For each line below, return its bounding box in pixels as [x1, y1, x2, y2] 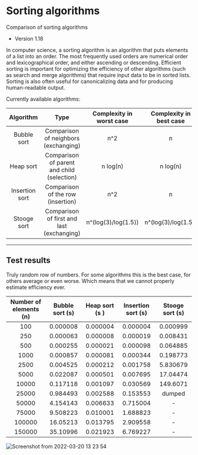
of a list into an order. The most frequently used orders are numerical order [6, 52, 189, 60]
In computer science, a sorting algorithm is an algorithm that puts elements [6, 46, 189, 54]
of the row [48, 190, 77, 198]
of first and [47, 214, 78, 222]
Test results [6, 255, 51, 266]
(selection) [47, 173, 77, 181]
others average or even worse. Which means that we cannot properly [6, 277, 175, 284]
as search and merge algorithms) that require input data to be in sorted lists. [6, 71, 191, 78]
